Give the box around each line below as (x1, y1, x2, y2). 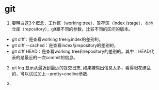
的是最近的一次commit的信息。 (16, 54, 78, 60)
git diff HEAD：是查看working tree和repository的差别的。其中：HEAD (11, 48, 150, 54)
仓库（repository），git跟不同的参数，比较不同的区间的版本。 (11, 26, 133, 32)
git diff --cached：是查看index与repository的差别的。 (11, 42, 118, 48)
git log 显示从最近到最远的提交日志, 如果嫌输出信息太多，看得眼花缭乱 (11, 64, 151, 71)
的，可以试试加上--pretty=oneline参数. (11, 71, 89, 76)
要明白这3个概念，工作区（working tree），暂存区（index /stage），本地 (11, 20, 154, 26)
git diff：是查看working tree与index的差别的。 (11, 36, 103, 42)
